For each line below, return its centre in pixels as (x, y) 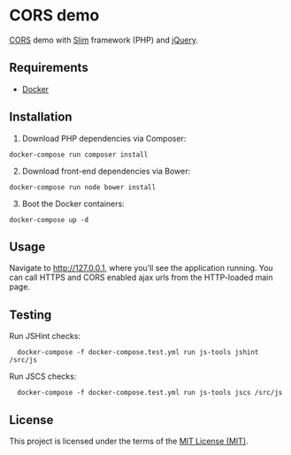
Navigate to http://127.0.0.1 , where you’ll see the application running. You (141, 268)
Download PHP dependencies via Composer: (104, 138)
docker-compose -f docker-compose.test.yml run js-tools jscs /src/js (150, 393)
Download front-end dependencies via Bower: (106, 171)
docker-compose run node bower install (83, 187)
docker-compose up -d (49, 220)
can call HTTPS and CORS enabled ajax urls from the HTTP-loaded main (141, 278)
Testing (31, 315)
